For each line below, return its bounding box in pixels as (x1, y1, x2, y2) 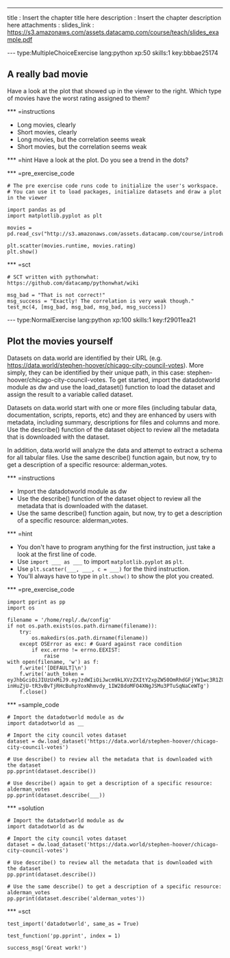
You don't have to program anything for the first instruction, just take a (16, 542, 216, 551)
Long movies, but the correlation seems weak (16, 135, 146, 143)
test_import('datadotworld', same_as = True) (7, 920, 139, 927)
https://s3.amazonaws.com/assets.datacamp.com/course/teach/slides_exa (7, 28, 219, 36)
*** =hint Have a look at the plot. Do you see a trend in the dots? (7, 156, 189, 164)
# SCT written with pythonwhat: (7, 274, 99, 280)
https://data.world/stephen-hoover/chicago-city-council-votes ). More (7, 361, 204, 369)
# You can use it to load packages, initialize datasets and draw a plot (7, 188, 222, 195)
